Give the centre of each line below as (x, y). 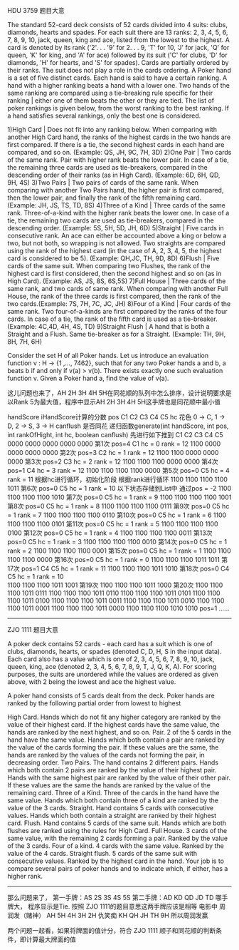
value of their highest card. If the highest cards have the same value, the (113, 725)
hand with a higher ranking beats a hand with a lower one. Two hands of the (118, 85)
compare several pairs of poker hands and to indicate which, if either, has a (118, 868)
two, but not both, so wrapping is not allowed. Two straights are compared (116, 243)
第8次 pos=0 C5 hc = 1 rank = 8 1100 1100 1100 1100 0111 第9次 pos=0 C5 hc (118, 506)
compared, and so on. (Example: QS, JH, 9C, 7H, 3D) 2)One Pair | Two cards (119, 152)
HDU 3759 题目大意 (36, 10)
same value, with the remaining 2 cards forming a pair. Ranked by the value (118, 838)
